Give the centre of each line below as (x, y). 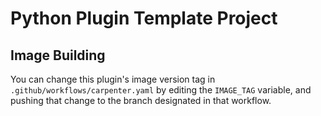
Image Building (58, 55)
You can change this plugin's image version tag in (113, 79)
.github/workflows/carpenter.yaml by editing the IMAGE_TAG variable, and (161, 90)
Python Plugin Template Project (144, 18)
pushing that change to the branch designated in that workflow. (141, 100)
